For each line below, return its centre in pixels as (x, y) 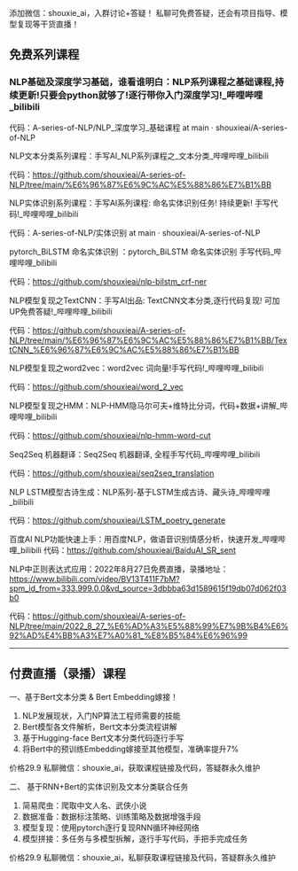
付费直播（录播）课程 (67, 674)
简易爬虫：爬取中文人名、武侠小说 (84, 805)
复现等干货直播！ (48, 24)
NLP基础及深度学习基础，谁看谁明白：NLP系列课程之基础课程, (142, 82)
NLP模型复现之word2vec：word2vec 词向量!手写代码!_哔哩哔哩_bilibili (137, 368)
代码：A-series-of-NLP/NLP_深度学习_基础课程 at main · (112, 128)
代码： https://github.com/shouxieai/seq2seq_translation (112, 473)
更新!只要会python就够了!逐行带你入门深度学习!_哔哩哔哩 (141, 96)
